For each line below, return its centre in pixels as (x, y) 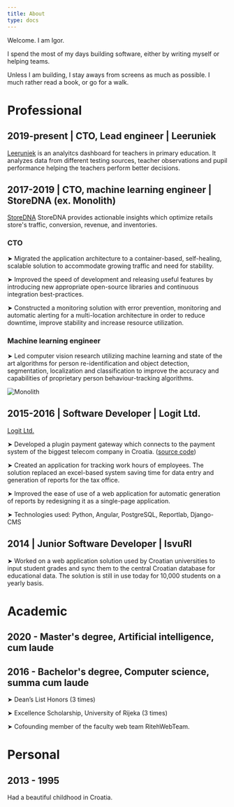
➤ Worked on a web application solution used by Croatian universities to (111, 561)
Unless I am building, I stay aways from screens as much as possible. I (109, 75)
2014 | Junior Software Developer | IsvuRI (100, 544)
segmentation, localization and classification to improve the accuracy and (113, 371)
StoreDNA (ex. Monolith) (62, 200)
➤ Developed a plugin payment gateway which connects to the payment (111, 444)
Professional (45, 110)
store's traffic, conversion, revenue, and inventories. (82, 225)
